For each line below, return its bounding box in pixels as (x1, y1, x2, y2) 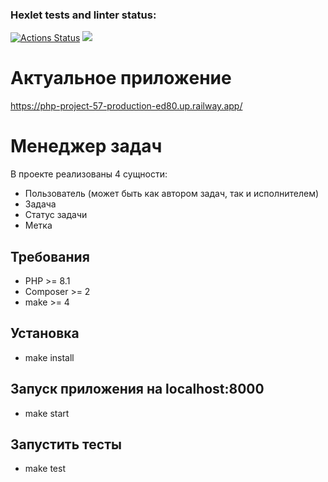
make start (24, 407, 70, 419)
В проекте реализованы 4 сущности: (10, 168, 168, 180)
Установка (10, 325, 80, 342)
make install (24, 351, 75, 363)
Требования (10, 248, 90, 265)
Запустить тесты (10, 436, 122, 453)
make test (24, 463, 66, 475)
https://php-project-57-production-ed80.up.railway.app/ (10, 100, 243, 112)
